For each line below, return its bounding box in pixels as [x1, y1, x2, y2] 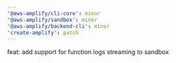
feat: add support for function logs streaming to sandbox [7, 48, 169, 56]
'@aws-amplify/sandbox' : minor [7, 16, 98, 23]
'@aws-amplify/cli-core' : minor [7, 10, 100, 17]
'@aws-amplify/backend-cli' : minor [7, 23, 110, 29]
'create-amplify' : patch [7, 29, 79, 36]
